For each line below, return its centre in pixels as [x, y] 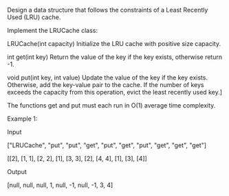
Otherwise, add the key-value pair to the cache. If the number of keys [106, 85]
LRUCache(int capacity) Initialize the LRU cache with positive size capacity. [114, 44]
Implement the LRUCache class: [53, 30]
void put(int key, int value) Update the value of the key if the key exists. [108, 77]
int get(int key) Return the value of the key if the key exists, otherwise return [115, 57]
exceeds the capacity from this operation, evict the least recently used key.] [115, 92]
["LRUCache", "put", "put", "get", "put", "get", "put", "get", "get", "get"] [107, 145]
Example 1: [22, 119]
